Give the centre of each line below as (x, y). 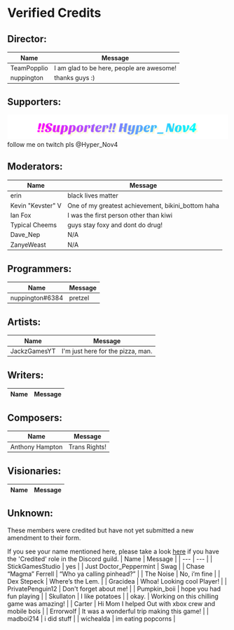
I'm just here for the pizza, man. (107, 351)
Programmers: (40, 269)
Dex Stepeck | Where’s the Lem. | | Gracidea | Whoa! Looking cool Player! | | (117, 581)
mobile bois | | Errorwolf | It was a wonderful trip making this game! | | (108, 611)
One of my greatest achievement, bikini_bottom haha (143, 205)
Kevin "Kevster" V (36, 205)
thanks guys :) (74, 78)
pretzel (79, 297)
